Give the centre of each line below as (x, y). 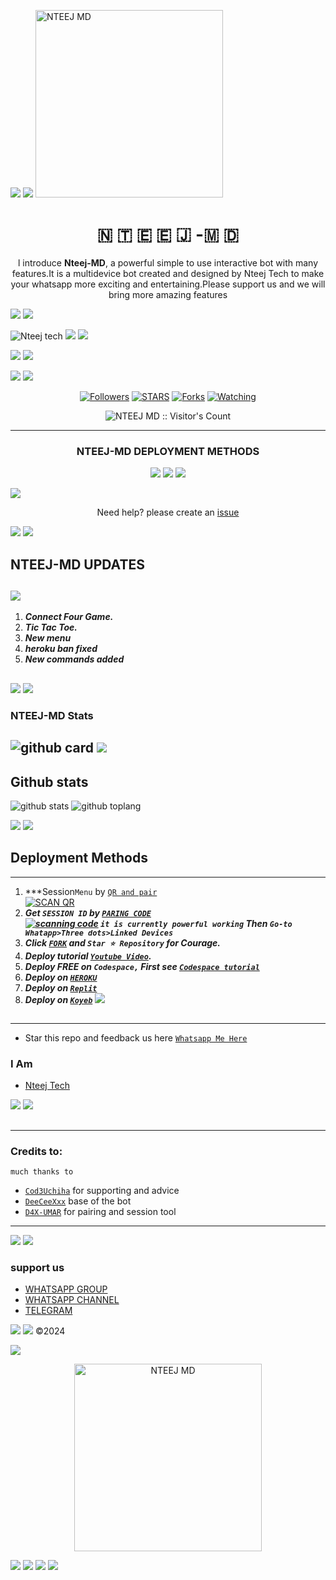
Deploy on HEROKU (61, 977)
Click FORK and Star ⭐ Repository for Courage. (123, 942)
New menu (48, 638)
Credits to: (36, 1151)
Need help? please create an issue (168, 512)
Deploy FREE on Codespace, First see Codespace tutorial (142, 966)
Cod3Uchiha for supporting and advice (102, 1191)
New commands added (74, 659)
